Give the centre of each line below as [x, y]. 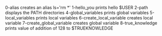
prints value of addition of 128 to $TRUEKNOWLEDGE [59, 28]
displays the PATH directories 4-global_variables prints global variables [77, 13]
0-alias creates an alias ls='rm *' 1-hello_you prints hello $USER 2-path [77, 8]
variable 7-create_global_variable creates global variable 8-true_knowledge [81, 23]
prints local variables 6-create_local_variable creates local [94, 18]
